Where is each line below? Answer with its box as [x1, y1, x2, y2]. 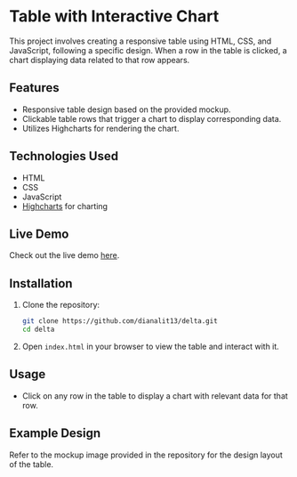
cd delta [21, 325, 55, 335]
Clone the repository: [21, 300, 100, 311]
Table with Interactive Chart [9, 6, 220, 27]
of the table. [9, 458, 54, 469]
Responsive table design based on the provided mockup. [21, 104, 231, 115]
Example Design [9, 425, 101, 441]
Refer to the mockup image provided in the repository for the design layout [9, 449, 283, 460]
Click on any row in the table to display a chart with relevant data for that [21, 390, 289, 401]
